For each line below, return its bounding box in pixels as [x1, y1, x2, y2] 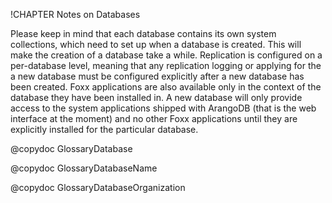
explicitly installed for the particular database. [10, 124, 199, 135]
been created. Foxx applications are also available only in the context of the [10, 81, 322, 93]
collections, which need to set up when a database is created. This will [10, 39, 302, 50]
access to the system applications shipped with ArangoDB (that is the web [10, 102, 317, 114]
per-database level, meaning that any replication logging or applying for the [10, 60, 322, 71]
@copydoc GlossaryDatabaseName [10, 162, 158, 174]
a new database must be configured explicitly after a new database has [10, 70, 305, 82]
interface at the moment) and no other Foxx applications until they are [10, 113, 298, 124]
